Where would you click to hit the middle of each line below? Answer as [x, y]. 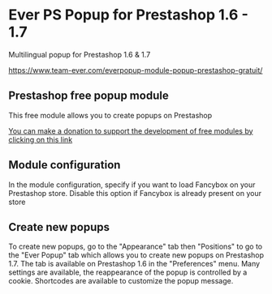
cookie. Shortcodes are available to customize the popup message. [121, 281]
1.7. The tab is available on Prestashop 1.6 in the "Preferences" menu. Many [134, 264]
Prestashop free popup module [89, 96]
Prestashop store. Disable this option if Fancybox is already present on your [135, 193]
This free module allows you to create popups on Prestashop [110, 115]
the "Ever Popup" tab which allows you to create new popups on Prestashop [136, 255]
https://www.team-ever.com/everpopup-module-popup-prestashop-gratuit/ [136, 70]
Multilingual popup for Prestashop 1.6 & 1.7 [80, 54]
